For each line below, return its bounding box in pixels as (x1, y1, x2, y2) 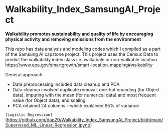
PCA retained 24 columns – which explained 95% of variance (12, 102, 139, 108)
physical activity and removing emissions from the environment (5, 36, 141, 42)
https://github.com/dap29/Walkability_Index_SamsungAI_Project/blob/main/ (7, 116, 163, 122)
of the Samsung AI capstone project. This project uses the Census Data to (5, 51, 158, 57)
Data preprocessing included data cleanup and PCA (12, 81, 120, 87)
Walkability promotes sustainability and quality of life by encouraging (5, 31, 153, 37)
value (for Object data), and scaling (12, 97, 86, 103)
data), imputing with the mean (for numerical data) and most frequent (12, 92, 156, 98)
